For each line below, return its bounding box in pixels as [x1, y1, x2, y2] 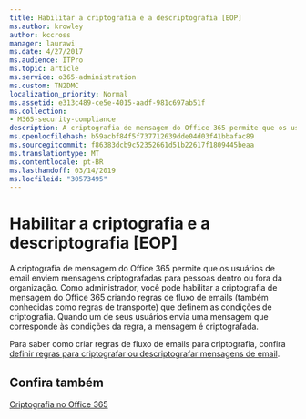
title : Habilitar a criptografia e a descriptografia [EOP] [9, 13, 243, 23]
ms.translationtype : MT [9, 148, 100, 158]
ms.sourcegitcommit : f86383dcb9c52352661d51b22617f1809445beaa [9, 140, 255, 149]
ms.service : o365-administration [9, 73, 137, 82]
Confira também [9, 374, 105, 390]
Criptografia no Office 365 [9, 399, 108, 410]
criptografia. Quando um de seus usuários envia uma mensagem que [9, 312, 269, 322]
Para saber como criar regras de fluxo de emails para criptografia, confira [9, 339, 286, 350]
